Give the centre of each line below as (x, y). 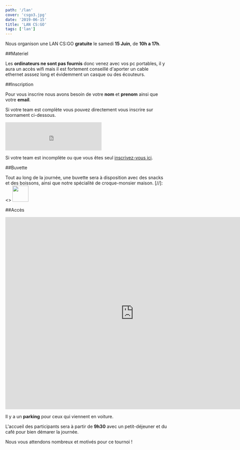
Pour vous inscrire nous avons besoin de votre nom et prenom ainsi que (82, 94)
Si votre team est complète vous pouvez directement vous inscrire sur (79, 110)
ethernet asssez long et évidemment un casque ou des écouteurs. (75, 74)
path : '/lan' (19, 10)
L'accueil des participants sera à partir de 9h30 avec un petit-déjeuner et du (86, 426)
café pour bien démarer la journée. (42, 432)
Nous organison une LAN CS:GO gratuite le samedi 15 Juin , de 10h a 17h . (83, 44)
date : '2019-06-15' (26, 19)
